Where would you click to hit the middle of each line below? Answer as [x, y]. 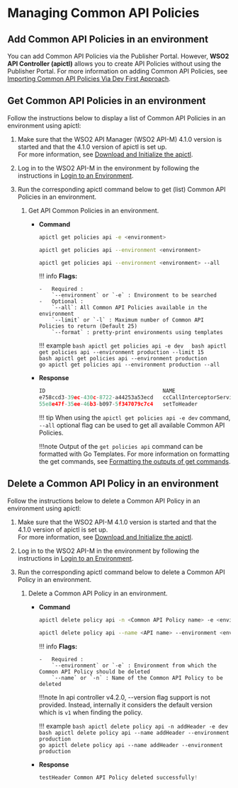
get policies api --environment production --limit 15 [121, 353]
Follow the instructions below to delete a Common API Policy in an [104, 501]
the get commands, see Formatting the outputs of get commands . [135, 462]
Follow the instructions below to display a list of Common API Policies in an [117, 118]
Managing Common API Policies [103, 13]
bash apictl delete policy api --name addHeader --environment [134, 733]
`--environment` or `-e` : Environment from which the [135, 666]
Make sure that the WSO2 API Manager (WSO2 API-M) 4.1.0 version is [119, 139]
